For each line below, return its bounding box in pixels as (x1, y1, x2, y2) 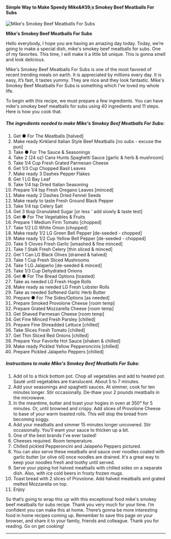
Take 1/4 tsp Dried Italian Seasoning (13, 182, 88, 188)
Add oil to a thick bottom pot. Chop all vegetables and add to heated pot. (13, 373, 165, 379)
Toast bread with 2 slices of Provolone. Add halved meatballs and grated (13, 476, 165, 482)
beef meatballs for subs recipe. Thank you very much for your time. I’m (6, 501, 154, 508)
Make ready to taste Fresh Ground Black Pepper (13, 198, 114, 204)
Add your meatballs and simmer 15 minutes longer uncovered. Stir (13, 422, 151, 428)
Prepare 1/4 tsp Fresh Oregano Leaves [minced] (13, 187, 114, 193)
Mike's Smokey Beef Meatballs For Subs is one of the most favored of (6, 66, 152, 73)
